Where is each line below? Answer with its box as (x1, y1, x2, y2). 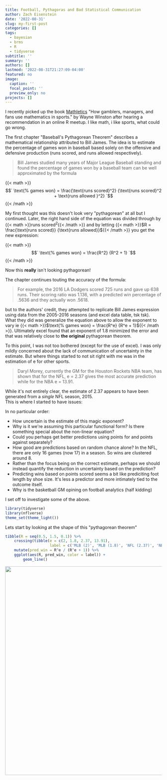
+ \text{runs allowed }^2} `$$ (54, 193, 113, 199)
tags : (5, 30, 16, 35)
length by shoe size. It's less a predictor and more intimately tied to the (12, 476, 158, 482)
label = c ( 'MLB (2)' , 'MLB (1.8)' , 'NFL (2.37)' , (49, 543, 155, 548)
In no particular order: (5, 408, 50, 414)
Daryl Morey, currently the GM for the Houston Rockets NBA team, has (17, 368, 162, 374)
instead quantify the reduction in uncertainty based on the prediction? (12, 465, 156, 471)
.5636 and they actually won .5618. (17, 297, 89, 303)
